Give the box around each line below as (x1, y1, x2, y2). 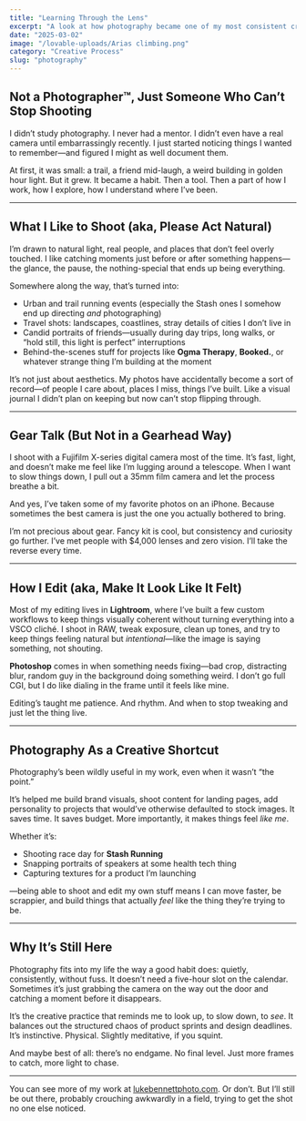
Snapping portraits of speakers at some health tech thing (22, 858, 237, 870)
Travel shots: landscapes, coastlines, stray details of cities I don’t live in (22, 317, 291, 328)
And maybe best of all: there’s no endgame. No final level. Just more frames (9, 1047, 294, 1058)
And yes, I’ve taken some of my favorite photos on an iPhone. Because (9, 498, 275, 510)
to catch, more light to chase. (9, 1057, 119, 1068)
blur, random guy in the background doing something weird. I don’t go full (9, 670, 286, 681)
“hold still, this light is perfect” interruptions (22, 336, 186, 347)
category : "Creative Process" (9, 47, 125, 56)
